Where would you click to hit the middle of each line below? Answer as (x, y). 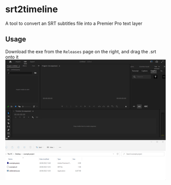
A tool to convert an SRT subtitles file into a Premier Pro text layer (74, 23)
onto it (12, 57)
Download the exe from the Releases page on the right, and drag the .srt (81, 51)
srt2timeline (32, 9)
